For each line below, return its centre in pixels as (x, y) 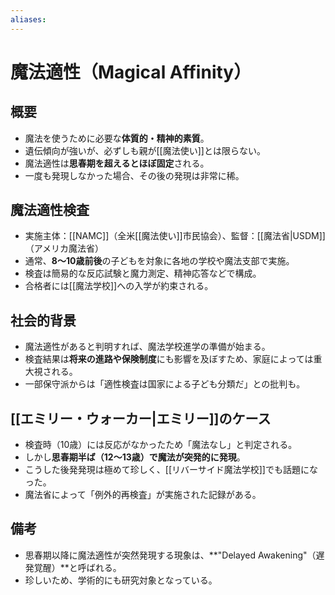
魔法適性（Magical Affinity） (131, 72)
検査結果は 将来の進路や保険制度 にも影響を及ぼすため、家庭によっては (169, 359)
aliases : (28, 19)
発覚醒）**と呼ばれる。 (73, 567)
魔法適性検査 (50, 210)
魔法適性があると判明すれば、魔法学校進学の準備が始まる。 (147, 347)
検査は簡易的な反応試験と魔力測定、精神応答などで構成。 (143, 273)
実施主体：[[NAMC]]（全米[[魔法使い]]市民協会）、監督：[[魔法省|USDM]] (175, 236)
